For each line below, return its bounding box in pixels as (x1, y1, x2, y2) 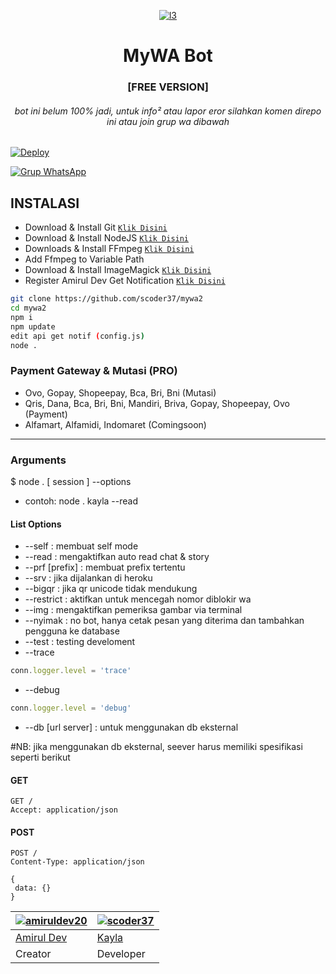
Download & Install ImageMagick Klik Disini (24, 264, 212, 276)
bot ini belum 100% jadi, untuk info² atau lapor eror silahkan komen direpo (14, 105, 322, 117)
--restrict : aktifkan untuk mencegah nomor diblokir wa (24, 593, 252, 605)
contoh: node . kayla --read (24, 495, 138, 507)
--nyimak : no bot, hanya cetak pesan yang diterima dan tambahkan (24, 615, 305, 627)
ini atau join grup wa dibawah (106, 115, 230, 127)
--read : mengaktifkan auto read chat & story (24, 551, 210, 563)
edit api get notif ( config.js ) (10, 331, 145, 341)
